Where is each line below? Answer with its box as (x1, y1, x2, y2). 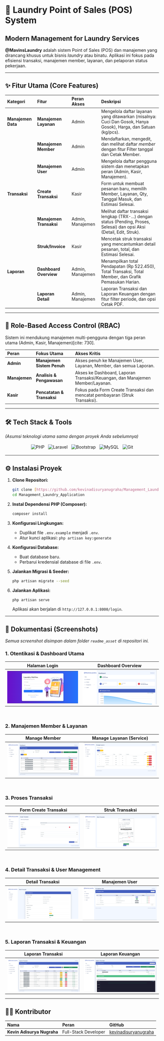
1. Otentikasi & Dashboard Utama (5, 650, 84, 657)
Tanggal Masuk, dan (101, 196, 142, 202)
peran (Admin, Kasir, (101, 169, 143, 175)
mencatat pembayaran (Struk (75, 392, 134, 398)
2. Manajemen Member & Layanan (5, 723, 88, 729)
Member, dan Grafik (101, 274, 142, 280)
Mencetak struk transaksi (101, 236, 152, 242)
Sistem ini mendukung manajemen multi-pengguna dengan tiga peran (5, 335, 145, 340)
